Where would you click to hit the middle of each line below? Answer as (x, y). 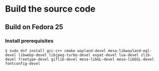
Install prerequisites (29, 41)
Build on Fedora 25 (34, 27)
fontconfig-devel (23, 63)
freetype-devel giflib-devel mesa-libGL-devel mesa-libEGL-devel (86, 59)
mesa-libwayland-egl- (130, 51)
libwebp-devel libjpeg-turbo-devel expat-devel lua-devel (78, 55)
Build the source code (50, 9)
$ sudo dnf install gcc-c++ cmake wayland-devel (56, 51)
